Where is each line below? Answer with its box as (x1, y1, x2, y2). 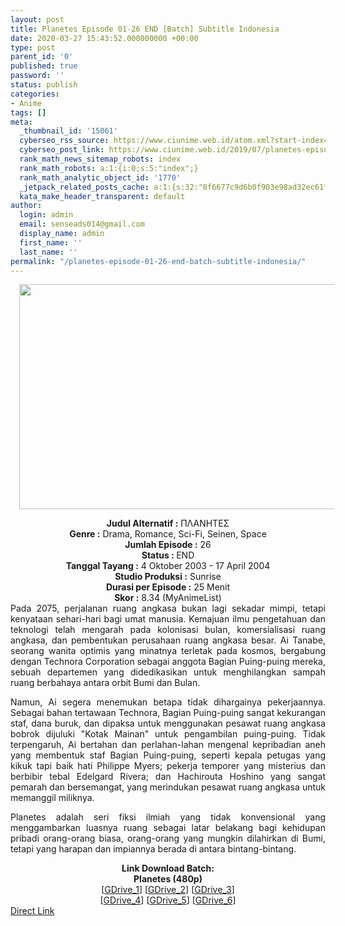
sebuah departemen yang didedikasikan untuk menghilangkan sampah (10, 666, 326, 678)
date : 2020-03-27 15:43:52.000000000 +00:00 (10, 33, 199, 43)
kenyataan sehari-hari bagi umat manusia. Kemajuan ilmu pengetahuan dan (10, 613, 326, 625)
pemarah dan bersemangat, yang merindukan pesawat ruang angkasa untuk (10, 781, 326, 793)
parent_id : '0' (10, 52, 74, 62)
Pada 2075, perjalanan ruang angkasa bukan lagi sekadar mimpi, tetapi (10, 602, 326, 615)
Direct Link (10, 905, 55, 917)
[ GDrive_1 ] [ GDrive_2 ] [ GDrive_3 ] (101, 884, 235, 896)
